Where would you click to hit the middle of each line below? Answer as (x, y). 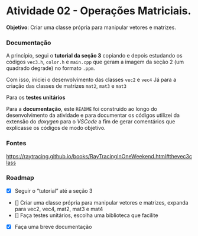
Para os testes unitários (36, 98)
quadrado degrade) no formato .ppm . (51, 68)
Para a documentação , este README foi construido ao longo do (82, 109)
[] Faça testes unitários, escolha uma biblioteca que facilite (86, 215)
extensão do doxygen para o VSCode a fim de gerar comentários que (91, 122)
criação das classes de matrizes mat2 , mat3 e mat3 (66, 86)
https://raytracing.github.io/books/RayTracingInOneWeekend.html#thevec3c (99, 156)
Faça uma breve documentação (53, 227)
